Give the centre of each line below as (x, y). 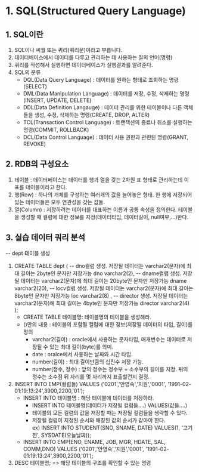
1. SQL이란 (24, 34)
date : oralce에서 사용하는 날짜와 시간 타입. (82, 354)
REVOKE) (34, 144)
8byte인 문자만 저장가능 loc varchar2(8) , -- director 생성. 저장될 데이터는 (101, 295)
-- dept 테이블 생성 (28, 253)
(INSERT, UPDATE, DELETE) (57, 100)
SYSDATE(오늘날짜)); (66, 435)
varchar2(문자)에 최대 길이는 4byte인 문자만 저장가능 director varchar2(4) (102, 303)
